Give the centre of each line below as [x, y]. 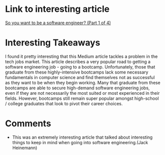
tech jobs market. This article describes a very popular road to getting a [78, 61]
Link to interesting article [57, 9]
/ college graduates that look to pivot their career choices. [64, 103]
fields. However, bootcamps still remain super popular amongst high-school [82, 98]
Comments [28, 124]
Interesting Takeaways [53, 43]
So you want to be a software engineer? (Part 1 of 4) [58, 23]
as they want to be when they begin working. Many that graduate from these [83, 82]
